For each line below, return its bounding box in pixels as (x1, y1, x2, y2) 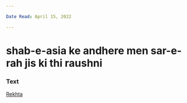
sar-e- (150, 44, 182, 57)
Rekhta (6, 91, 23, 98)
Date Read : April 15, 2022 (6, 13, 72, 19)
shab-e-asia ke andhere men (6, 44, 149, 57)
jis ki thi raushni (24, 56, 103, 70)
